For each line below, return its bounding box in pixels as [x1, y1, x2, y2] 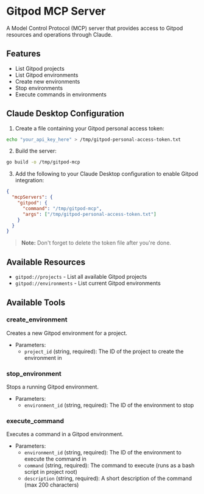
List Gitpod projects [15, 65, 65, 72]
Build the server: [15, 148, 57, 155]
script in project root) [24, 468, 78, 476]
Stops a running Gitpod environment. [6, 383, 99, 391]
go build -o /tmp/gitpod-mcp [6, 159, 80, 165]
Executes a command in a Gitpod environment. [6, 431, 124, 438]
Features [6, 49, 41, 59]
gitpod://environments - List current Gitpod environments [15, 279, 161, 287]
